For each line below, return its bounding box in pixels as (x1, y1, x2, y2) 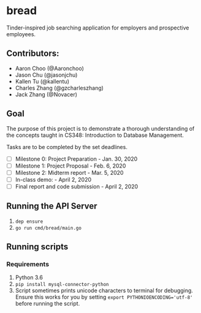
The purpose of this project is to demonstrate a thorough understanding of (6, 125, 195, 132)
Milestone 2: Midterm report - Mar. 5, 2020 (15, 169, 124, 176)
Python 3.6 (15, 274, 43, 281)
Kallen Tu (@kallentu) (15, 77, 69, 85)
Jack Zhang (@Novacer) (15, 90, 78, 98)
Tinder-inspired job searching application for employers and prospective (6, 24, 189, 31)
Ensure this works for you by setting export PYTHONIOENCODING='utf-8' (15, 293, 193, 301)
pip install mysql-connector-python (15, 282, 109, 288)
